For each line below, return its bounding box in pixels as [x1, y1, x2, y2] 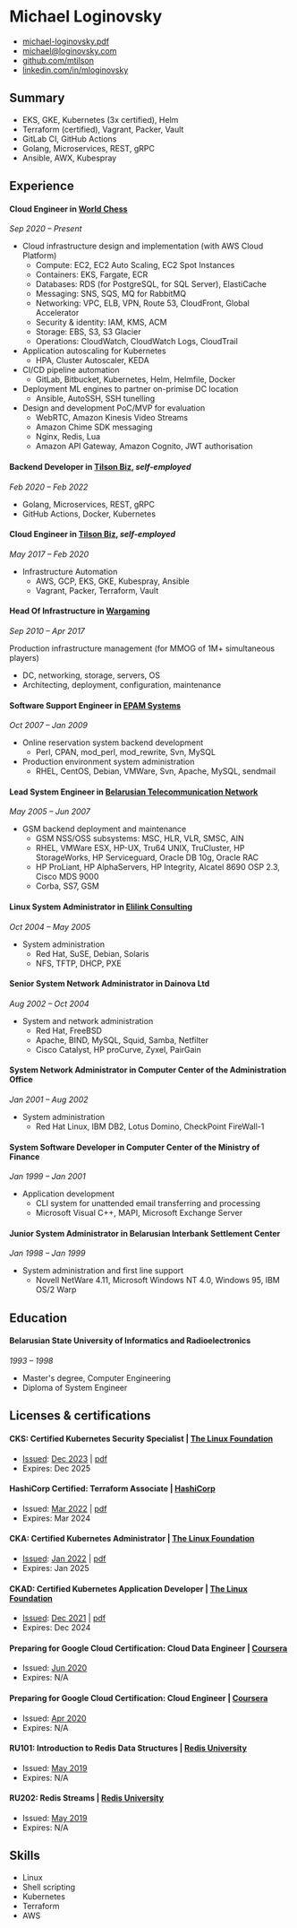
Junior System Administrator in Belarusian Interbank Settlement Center [9, 1228, 281, 1238]
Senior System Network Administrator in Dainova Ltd [9, 978, 210, 989]
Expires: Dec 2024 [21, 1622, 91, 1633]
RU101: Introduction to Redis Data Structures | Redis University [9, 1742, 248, 1754]
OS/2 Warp [35, 1284, 77, 1295]
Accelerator [35, 308, 80, 318]
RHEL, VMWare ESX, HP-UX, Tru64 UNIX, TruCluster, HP [35, 843, 245, 854]
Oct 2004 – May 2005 [9, 921, 91, 932]
